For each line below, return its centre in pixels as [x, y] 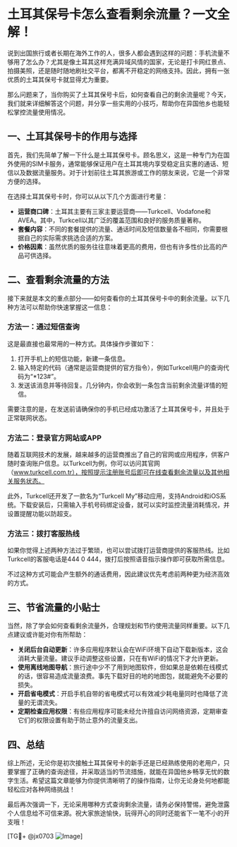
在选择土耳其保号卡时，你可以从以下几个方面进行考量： [87, 196]
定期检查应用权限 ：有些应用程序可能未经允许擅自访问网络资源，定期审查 [122, 711]
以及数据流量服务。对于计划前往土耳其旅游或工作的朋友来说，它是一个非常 [121, 172]
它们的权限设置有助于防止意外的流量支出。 [79, 720]
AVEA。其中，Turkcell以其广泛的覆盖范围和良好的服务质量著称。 [111, 220]
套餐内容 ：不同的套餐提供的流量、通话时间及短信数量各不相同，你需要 [120, 229]
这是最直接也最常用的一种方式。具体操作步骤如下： [81, 344]
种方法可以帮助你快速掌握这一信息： [60, 307]
